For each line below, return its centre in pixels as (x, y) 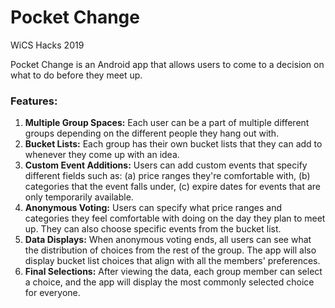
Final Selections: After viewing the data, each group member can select (173, 272)
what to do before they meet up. (76, 75)
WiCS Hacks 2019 (47, 45)
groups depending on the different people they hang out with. (152, 133)
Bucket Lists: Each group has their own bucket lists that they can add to (173, 144)
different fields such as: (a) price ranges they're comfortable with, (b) (167, 176)
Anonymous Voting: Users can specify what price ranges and (153, 208)
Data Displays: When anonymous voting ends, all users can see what (168, 240)
